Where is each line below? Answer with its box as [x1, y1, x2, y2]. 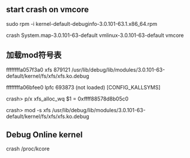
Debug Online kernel [6, 130, 83, 140]
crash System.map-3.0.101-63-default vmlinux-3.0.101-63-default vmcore [6, 32, 184, 39]
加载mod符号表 [6, 50, 62, 60]
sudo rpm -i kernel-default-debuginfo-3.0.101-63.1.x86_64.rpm [6, 20, 158, 27]
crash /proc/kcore [6, 145, 50, 152]
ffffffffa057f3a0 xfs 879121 [6, 66, 71, 73]
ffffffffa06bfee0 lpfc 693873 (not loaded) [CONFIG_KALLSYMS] [6, 83, 161, 90]
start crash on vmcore [6, 5, 89, 15]
